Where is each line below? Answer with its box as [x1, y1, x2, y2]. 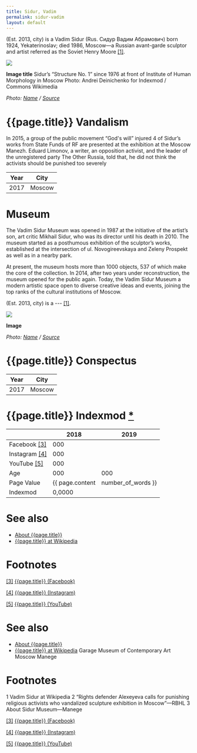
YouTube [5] [9, 460, 44, 468]
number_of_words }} [101, 478, 158, 487]
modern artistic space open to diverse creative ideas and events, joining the [6, 282, 190, 289]
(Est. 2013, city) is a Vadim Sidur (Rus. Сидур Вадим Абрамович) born [6, 36, 178, 43]
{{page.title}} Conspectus [6, 354, 137, 368]
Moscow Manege [14, 653, 57, 660]
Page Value [9, 478, 41, 487]
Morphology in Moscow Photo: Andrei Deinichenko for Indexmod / [6, 77, 166, 84]
